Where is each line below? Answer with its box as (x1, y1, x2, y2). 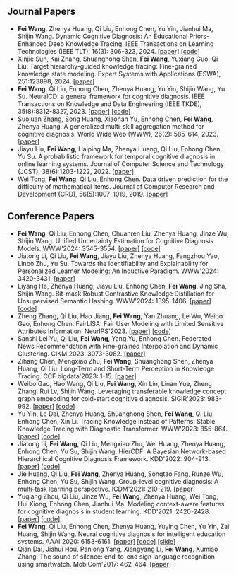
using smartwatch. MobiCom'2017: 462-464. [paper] (17, 559, 171, 568)
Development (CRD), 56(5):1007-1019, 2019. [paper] (17, 190, 168, 198)
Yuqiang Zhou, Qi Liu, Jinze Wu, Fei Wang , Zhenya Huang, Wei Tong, (17, 492, 219, 501)
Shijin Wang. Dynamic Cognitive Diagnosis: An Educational (17, 32, 188, 40)
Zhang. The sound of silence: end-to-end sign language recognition (17, 552, 215, 561)
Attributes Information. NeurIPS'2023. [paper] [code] (17, 327, 171, 335)
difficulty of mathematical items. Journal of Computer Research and (17, 182, 215, 190)
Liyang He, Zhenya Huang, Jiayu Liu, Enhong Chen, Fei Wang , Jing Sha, (17, 281, 228, 290)
